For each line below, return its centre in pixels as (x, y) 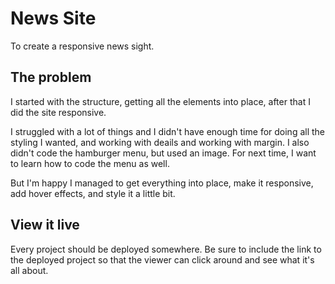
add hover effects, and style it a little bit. (93, 193)
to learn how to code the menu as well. (90, 163)
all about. (29, 270)
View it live (45, 225)
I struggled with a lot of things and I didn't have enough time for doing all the (168, 131)
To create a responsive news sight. (82, 46)
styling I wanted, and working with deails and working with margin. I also (160, 142)
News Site (53, 18)
